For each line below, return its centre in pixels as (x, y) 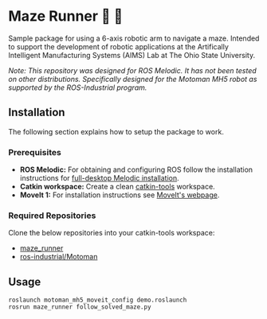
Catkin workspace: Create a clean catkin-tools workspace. (117, 187)
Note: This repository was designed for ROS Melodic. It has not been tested (132, 70)
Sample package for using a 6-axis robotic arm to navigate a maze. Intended (134, 38)
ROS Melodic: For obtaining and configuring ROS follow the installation (136, 169)
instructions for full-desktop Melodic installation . (99, 178)
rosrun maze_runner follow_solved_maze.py (80, 307)
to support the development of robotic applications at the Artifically (119, 46)
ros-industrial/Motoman (59, 257)
